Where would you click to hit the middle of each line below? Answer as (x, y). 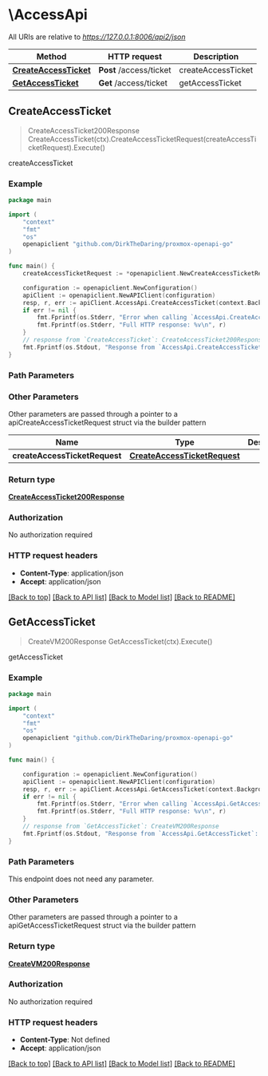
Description (216, 56)
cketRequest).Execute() (66, 147)
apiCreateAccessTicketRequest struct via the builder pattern (107, 422)
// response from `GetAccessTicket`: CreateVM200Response (121, 827)
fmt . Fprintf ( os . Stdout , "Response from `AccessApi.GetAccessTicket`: (141, 833)
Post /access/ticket (135, 69)
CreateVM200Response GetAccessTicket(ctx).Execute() (120, 641)
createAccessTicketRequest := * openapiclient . (101, 274)
